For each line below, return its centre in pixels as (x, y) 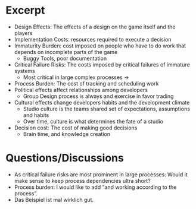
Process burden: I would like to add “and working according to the (95, 187)
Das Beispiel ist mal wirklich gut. (54, 199)
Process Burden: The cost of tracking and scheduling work (86, 83)
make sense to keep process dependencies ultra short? (82, 180)
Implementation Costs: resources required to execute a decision (93, 39)
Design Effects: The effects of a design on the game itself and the (95, 27)
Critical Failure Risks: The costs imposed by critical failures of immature (102, 64)
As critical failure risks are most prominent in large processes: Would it (101, 174)
